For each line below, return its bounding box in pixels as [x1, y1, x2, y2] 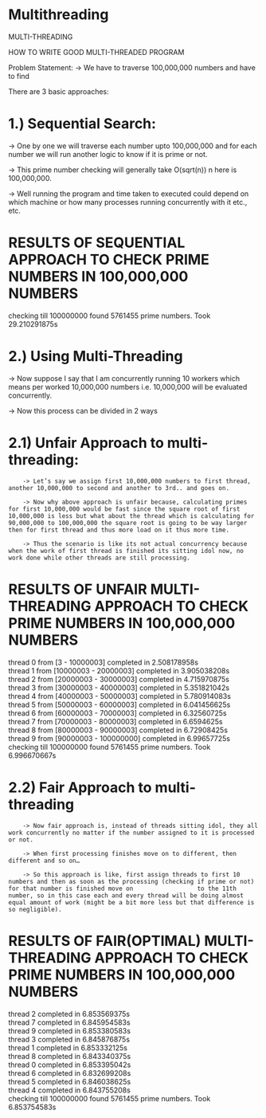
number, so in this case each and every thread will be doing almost [8, 891, 244, 900]
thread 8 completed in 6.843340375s [8, 1051, 131, 1061]
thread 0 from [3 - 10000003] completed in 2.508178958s [8, 657, 199, 667]
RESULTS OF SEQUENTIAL [8, 233, 186, 252]
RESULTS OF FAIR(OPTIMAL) [8, 932, 201, 950]
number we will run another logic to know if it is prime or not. [8, 149, 208, 159]
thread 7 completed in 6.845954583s [8, 1018, 131, 1027]
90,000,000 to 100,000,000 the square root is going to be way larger [8, 519, 248, 527]
